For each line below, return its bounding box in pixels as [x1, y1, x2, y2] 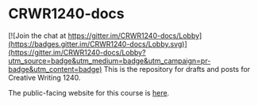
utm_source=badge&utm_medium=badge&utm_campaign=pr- [8, 56, 211, 66]
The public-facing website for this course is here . [8, 88, 170, 97]
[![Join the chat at [8, 31, 67, 40]
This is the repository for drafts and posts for [103, 64, 251, 73]
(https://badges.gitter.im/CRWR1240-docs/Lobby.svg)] [8, 39, 188, 48]
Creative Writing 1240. [8, 73, 81, 82]
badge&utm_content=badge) [8, 64, 102, 73]
